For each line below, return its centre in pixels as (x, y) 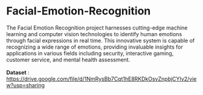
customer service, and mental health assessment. (68, 60)
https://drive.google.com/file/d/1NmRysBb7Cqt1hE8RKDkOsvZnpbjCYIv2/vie (101, 79)
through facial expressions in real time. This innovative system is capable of (101, 40)
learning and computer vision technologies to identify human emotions (94, 34)
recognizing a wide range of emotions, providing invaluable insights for (95, 47)
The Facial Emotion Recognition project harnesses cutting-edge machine (97, 28)
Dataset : (18, 72)
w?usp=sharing (26, 85)
